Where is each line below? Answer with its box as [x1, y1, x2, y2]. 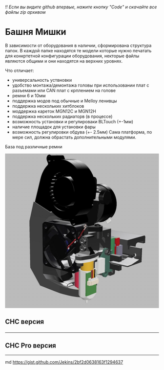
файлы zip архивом [5, 9, 46, 15]
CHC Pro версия [5, 342, 56, 350]
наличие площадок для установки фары [12, 124, 96, 130]
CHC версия [5, 317, 44, 325]
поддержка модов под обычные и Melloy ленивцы [12, 98, 117, 104]
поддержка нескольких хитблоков [12, 103, 84, 109]
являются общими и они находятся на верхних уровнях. [5, 58, 123, 64]
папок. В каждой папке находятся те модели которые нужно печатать [5, 47, 152, 53]
